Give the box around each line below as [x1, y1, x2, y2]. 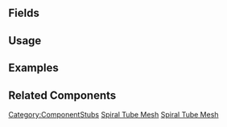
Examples [8, 61, 59, 75]
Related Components [8, 88, 117, 102]
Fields [8, 6, 40, 20]
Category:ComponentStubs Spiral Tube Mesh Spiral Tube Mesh [8, 109, 219, 119]
